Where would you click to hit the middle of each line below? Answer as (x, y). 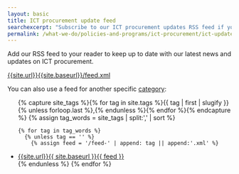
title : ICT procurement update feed (62, 21)
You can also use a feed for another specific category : (87, 89)
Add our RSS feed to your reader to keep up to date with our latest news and (119, 54)
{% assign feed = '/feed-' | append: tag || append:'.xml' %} (125, 143)
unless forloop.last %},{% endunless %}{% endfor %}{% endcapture (129, 110)
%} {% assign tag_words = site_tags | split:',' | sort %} (96, 118)
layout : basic (28, 14)
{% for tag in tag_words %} (59, 131)
